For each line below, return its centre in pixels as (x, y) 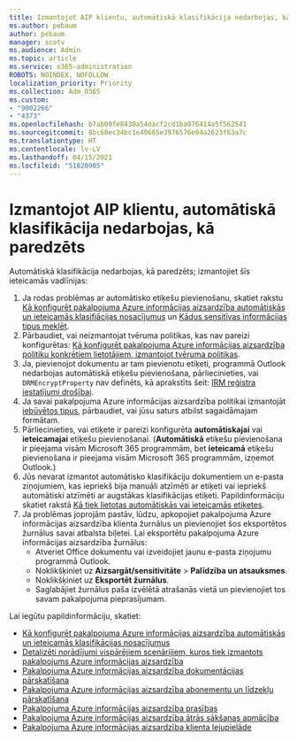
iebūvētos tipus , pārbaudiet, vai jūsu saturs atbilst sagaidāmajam (140, 411)
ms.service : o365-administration (71, 67)
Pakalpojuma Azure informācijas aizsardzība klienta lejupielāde (137, 728)
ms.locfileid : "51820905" (57, 166)
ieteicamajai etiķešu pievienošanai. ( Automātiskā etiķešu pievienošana (152, 439)
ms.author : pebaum (43, 26)
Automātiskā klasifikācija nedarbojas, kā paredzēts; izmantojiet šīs (129, 272)
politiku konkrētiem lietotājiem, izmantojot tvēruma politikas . (131, 354)
